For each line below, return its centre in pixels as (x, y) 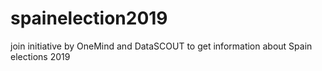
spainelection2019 (89, 18)
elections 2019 (40, 56)
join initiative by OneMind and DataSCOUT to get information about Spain (161, 46)
